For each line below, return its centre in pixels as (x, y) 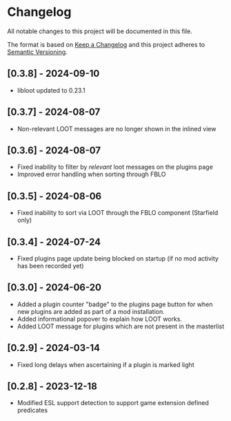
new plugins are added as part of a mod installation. (91, 311)
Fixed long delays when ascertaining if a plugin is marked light (106, 364)
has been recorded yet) (50, 266)
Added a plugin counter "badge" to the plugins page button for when (115, 304)
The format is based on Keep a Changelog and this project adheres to (106, 44)
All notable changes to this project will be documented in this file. (100, 31)
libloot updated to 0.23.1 (51, 90)
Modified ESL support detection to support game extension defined (113, 403)
